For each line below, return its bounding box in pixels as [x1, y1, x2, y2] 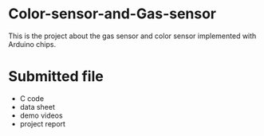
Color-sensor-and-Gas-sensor [8, 5, 217, 23]
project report [19, 119, 66, 128]
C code [19, 93, 45, 103]
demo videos [19, 111, 63, 120]
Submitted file [8, 68, 104, 86]
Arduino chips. [8, 39, 57, 49]
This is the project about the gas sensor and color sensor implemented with [8, 31, 257, 41]
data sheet [19, 102, 56, 111]
